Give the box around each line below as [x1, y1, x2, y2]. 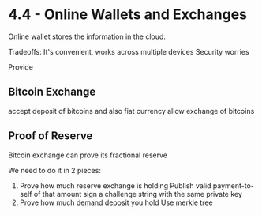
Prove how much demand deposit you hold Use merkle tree [19, 198, 213, 207]
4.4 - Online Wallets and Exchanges [8, 6, 247, 24]
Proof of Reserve [8, 129, 93, 143]
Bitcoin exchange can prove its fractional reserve [8, 150, 168, 160]
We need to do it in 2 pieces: [8, 165, 101, 175]
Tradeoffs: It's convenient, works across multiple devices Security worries [8, 47, 250, 56]
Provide [8, 62, 34, 72]
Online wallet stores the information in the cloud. [8, 32, 166, 41]
